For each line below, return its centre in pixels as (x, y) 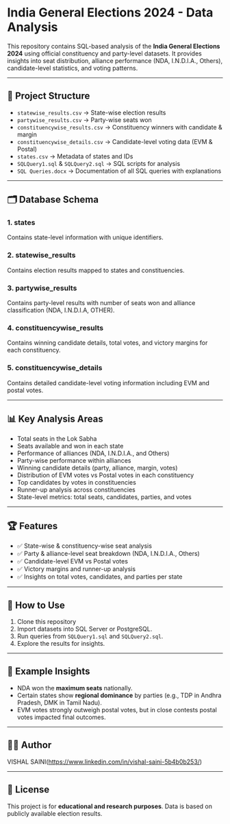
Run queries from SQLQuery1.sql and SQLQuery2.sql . (90, 636)
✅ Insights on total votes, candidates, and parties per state (100, 577)
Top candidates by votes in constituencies (77, 483)
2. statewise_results (41, 255)
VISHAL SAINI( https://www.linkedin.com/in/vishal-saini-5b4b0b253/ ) (105, 762)
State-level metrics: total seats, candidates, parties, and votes (104, 497)
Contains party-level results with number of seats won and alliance (101, 303)
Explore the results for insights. (61, 644)
